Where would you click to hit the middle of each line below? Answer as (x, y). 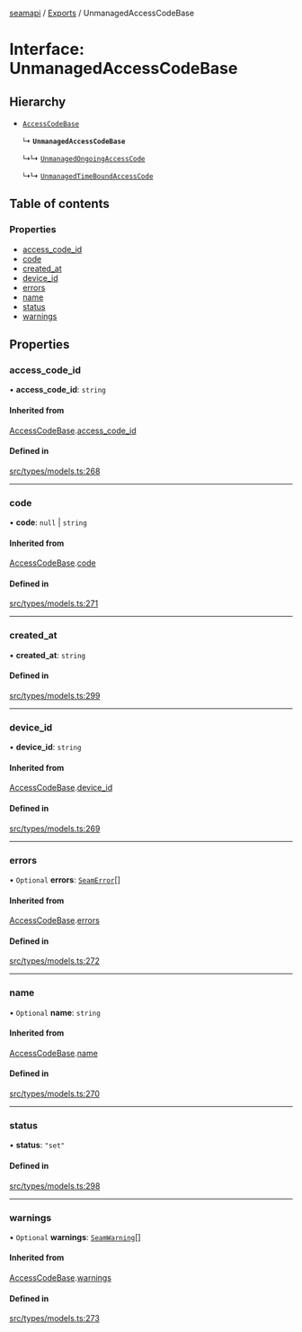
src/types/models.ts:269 (55, 829)
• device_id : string (45, 748)
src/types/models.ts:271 (54, 603)
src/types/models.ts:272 (55, 961)
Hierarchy (38, 101)
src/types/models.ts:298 (55, 1186)
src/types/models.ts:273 (55, 1318)
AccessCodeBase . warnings (61, 1278)
